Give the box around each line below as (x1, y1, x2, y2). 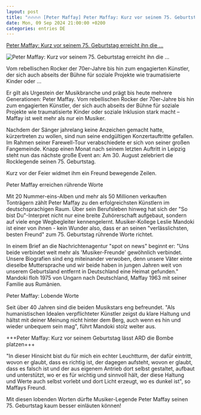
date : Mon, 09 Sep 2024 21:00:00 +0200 (6, 20, 106, 26)
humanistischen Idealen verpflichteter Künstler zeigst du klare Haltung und (6, 310, 190, 318)
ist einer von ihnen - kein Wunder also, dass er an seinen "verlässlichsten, (6, 225, 189, 232)
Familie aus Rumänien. (6, 280, 62, 288)
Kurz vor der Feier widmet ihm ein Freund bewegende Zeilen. (6, 170, 157, 177)
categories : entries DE (6, 25, 66, 32)
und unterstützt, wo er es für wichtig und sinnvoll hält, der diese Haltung (6, 371, 184, 379)
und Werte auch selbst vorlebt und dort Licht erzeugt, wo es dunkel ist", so (6, 378, 191, 385)
